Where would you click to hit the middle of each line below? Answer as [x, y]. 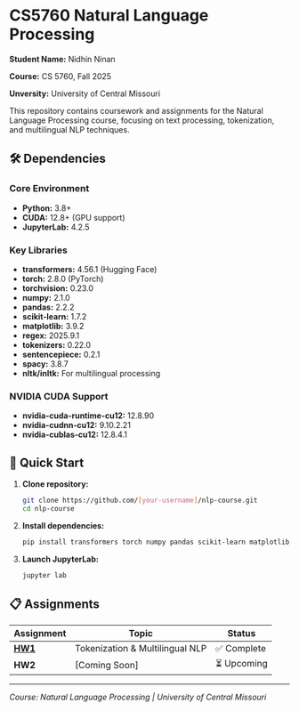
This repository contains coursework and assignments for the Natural [137, 110]
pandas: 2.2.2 [48, 307]
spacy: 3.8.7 [45, 364]
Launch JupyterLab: [61, 559]
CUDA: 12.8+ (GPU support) [74, 217]
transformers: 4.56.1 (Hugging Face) [89, 269]
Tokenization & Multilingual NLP [141, 649]
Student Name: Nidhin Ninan [62, 59]
